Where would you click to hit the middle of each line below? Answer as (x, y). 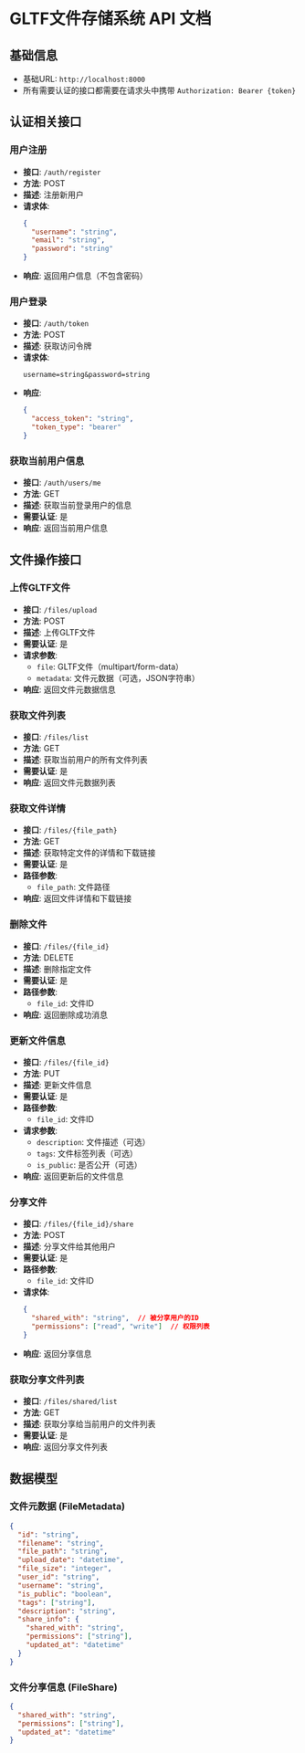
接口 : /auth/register (62, 172)
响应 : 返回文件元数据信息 (69, 689)
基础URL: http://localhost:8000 (84, 79)
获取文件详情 (38, 809)
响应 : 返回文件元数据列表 (69, 782)
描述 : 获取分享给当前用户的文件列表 (89, 1424)
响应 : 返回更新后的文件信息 (73, 1176)
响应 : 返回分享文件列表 (65, 1447)
